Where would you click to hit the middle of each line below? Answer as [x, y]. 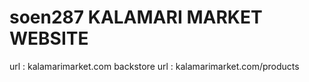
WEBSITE [49, 38]
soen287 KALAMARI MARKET [136, 17]
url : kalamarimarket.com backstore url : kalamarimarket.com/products [154, 66]
